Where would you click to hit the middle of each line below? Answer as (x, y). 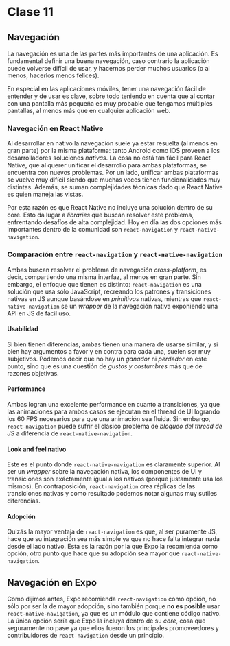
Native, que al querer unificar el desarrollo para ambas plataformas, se (107, 165)
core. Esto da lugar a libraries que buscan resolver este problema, (101, 215)
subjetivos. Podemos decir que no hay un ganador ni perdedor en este (107, 359)
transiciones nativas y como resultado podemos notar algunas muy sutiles (112, 494)
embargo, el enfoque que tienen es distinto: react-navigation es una (105, 284)
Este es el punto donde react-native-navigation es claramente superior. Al (114, 464)
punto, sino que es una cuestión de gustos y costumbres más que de (105, 366)
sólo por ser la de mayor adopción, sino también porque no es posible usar (114, 606)
